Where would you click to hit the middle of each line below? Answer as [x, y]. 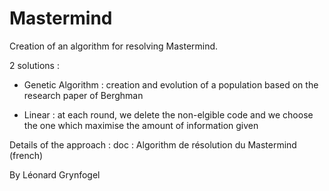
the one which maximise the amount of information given [141, 125]
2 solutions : [34, 65]
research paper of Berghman [83, 95]
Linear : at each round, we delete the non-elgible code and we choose [168, 114]
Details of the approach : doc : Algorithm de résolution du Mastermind [153, 144]
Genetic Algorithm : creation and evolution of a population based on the [171, 84]
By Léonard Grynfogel [55, 174]
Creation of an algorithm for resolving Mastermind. [114, 46]
